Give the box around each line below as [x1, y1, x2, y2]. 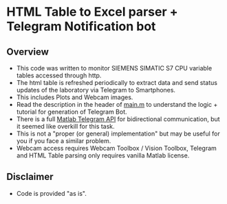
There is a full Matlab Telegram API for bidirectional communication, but [16, 115, 221, 123]
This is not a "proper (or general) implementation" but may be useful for [16, 129, 221, 138]
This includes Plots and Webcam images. [16, 93, 133, 101]
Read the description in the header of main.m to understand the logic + [16, 101, 218, 108]
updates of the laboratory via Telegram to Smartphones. [16, 86, 176, 94]
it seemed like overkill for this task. [16, 123, 115, 130]
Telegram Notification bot [6, 18, 156, 34]
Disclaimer [6, 171, 54, 183]
